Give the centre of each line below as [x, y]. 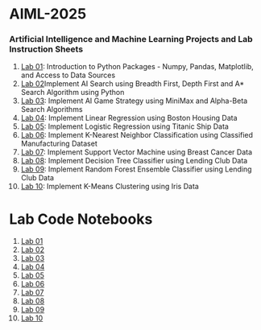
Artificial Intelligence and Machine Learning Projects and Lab [131, 39]
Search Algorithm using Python [72, 93]
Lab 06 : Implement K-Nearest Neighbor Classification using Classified [137, 135]
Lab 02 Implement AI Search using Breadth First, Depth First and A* [133, 84]
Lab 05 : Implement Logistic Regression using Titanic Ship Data [124, 126]
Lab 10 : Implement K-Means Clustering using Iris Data [110, 187]
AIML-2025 [48, 14]
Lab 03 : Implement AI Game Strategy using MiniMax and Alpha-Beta [134, 101]
